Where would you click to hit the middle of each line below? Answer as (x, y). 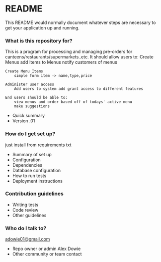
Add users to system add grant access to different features (79, 89)
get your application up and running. (42, 27)
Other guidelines (29, 215)
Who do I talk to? (26, 228)
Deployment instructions (38, 181)
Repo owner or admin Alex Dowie (46, 249)
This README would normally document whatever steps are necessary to (80, 22)
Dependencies (27, 165)
